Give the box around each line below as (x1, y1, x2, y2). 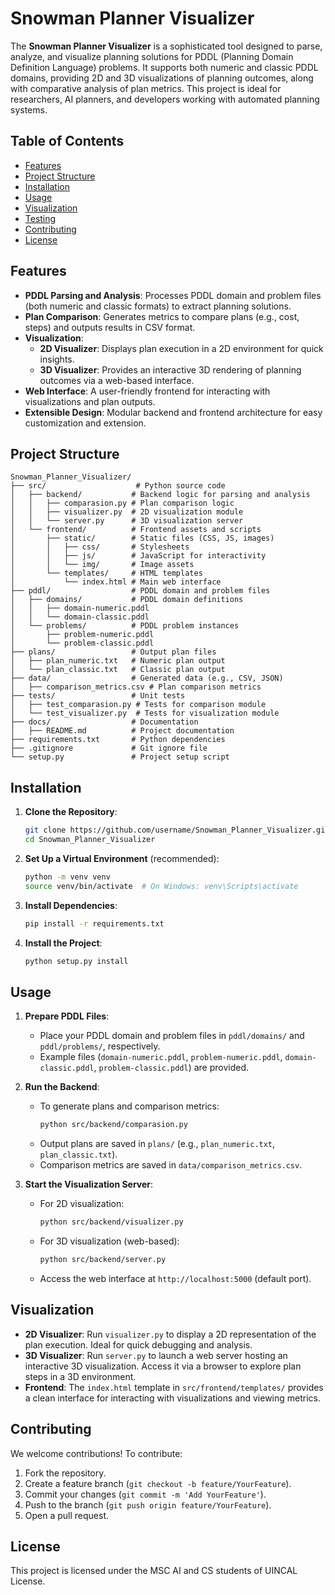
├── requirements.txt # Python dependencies (10, 735, 226, 745)
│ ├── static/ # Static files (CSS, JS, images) (10, 533, 275, 544)
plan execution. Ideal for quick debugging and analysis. (24, 1338, 253, 1351)
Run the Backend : (24, 1081, 100, 1093)
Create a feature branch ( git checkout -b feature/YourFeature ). (24, 1477, 292, 1489)
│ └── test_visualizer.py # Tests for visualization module (10, 708, 280, 719)
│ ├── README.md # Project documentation (10, 726, 235, 736)
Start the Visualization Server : (24, 1178, 154, 1191)
